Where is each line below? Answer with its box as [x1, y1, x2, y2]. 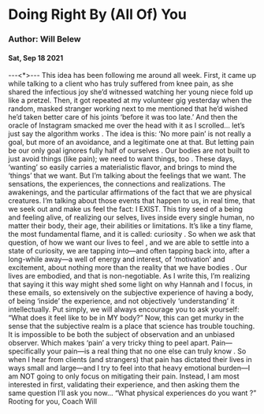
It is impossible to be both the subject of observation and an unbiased [8, 330, 235, 339]
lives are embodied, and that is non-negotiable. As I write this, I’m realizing [8, 272, 251, 281]
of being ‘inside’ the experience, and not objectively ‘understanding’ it [8, 297, 235, 306]
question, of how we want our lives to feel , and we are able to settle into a [8, 238, 250, 247]
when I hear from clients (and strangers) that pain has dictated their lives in [8, 355, 252, 364]
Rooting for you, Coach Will [8, 397, 97, 406]
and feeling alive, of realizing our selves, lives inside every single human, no [8, 213, 255, 222]
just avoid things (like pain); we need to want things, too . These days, [8, 154, 235, 164]
